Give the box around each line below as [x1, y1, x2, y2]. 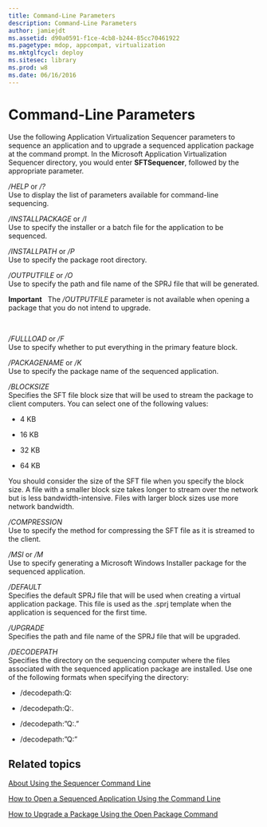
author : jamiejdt [8, 26, 66, 34]
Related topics [8, 757, 81, 771]
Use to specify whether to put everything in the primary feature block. [8, 342, 238, 352]
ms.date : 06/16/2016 [8, 71, 77, 79]
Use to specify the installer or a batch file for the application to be [8, 222, 224, 232]
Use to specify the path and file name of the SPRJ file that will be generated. [8, 279, 260, 288]
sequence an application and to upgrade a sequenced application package [8, 141, 254, 150]
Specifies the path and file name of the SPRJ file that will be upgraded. [8, 631, 241, 641]
